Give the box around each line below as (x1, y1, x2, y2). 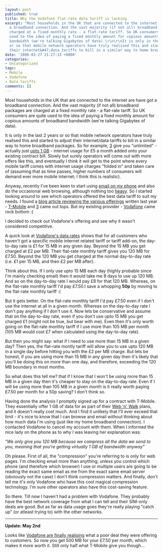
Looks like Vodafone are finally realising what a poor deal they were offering (5, 532, 157, 538)
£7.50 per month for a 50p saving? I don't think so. (5, 389, 106, 394)
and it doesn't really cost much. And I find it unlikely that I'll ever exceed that (5, 408, 158, 414)
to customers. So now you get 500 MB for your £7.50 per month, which (5, 537, 147, 543)
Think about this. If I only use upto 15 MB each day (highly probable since (5, 268, 152, 274)
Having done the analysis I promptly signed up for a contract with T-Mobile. (5, 398, 156, 404)
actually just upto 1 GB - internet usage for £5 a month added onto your (5, 147, 147, 153)
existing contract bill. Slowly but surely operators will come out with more (5, 153, 152, 159)
